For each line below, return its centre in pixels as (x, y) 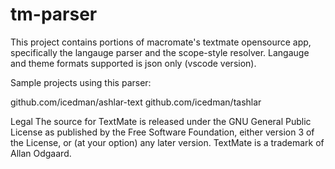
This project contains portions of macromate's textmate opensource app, (161, 42)
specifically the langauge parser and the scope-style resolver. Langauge (160, 52)
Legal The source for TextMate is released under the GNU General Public (161, 121)
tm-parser (54, 14)
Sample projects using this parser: (81, 82)
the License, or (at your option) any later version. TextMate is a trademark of (167, 142)
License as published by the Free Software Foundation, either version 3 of (162, 132)
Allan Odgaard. (41, 153)
